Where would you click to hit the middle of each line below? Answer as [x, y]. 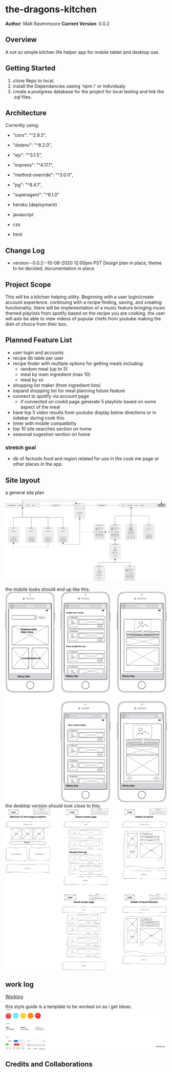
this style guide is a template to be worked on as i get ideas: [69, 1007]
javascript [23, 215]
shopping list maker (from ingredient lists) [57, 385]
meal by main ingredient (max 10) [55, 374]
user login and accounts [38, 353]
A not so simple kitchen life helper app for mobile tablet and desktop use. [82, 52]
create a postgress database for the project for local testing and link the [88, 91]
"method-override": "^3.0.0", [43, 175]
